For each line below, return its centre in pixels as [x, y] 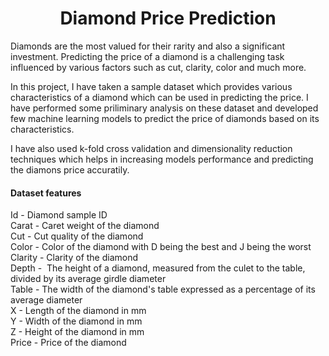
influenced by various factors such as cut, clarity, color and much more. [158, 67]
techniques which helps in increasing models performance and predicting [162, 159]
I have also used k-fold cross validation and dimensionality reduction [151, 148]
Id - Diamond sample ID [59, 215]
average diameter [46, 300]
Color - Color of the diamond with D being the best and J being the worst [161, 247]
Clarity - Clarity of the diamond [74, 258]
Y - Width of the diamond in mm [76, 321]
